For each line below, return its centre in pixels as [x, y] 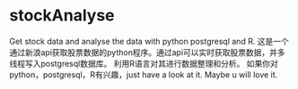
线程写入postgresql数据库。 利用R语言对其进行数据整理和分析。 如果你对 [144, 63]
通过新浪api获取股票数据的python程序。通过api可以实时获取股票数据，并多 [147, 52]
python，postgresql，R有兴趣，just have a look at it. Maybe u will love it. [144, 74]
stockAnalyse [62, 16]
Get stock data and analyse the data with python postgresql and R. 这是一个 [149, 41]
